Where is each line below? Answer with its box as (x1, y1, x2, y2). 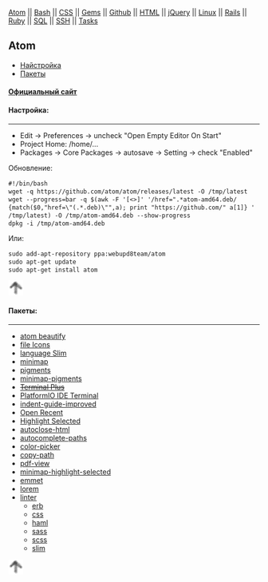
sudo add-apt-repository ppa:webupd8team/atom (8, 250, 166, 258)
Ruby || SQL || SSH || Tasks (8, 16, 98, 26)
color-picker (19, 441, 61, 451)
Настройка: (8, 105, 49, 115)
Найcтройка (19, 60, 61, 69)
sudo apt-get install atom (8, 266, 98, 274)
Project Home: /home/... (19, 139, 99, 148)
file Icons (19, 339, 50, 349)
